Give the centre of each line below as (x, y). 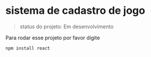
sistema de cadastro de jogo (75, 11)
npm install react (28, 48)
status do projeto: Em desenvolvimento (67, 26)
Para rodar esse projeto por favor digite (53, 37)
